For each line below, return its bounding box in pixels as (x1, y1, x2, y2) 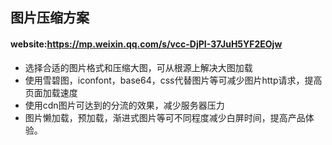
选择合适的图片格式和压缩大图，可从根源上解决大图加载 (24, 61, 253, 73)
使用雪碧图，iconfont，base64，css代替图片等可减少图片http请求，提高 (24, 74, 323, 86)
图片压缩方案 (10, 9, 90, 27)
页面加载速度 (24, 86, 78, 98)
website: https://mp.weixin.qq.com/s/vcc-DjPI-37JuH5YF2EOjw (10, 38, 283, 50)
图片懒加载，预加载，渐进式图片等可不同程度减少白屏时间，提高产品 (24, 111, 306, 123)
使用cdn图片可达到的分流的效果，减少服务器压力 (24, 99, 225, 111)
